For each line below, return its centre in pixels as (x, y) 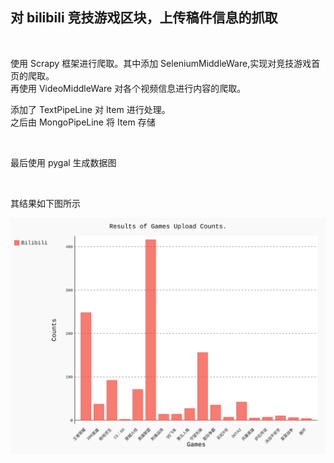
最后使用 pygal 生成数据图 (63, 162)
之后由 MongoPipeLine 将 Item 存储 (83, 122)
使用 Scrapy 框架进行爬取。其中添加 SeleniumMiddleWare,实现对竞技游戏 (161, 63)
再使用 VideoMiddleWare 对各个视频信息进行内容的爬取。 (128, 88)
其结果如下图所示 (45, 203)
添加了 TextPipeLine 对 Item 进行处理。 (90, 109)
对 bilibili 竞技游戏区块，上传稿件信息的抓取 (144, 18)
